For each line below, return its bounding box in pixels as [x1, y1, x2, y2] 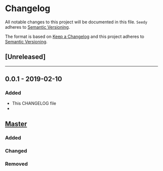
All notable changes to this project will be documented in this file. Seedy [5, 19, 147, 25]
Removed [5, 160, 28, 167]
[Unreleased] [5, 53, 46, 61]
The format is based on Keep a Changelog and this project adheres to [5, 34, 145, 39]
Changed [5, 147, 28, 154]
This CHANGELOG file [12, 101, 57, 106]
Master [5, 120, 28, 128]
